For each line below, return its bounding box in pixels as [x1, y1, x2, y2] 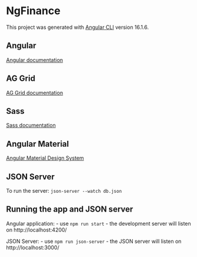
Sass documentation [6, 122, 56, 129]
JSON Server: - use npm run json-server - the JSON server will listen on [6, 238, 182, 245]
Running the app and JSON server [6, 205, 133, 215]
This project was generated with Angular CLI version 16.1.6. [6, 24, 149, 31]
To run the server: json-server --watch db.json [6, 187, 122, 194]
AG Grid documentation [6, 89, 64, 96]
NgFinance [6, 4, 61, 18]
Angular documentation [6, 56, 64, 63]
